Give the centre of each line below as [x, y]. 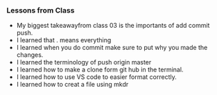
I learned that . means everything [64, 40]
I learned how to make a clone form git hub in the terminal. [100, 70]
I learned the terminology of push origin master [84, 62]
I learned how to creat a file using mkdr [72, 85]
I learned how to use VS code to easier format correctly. [97, 77]
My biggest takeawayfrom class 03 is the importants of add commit [113, 26]
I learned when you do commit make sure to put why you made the [112, 48]
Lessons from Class [41, 10]
